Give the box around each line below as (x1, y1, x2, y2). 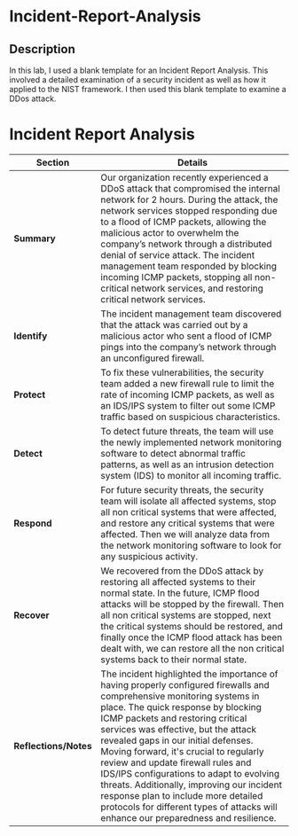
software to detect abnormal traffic (100, 447, 247, 459)
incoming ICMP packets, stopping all (100, 270, 253, 283)
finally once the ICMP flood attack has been (100, 631, 283, 644)
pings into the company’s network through (100, 340, 277, 353)
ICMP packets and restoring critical (100, 712, 247, 724)
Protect (13, 388, 46, 401)
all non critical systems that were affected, (100, 505, 277, 518)
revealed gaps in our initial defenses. (100, 734, 254, 746)
